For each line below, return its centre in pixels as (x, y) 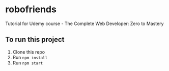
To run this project (35, 40)
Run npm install (30, 57)
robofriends (31, 9)
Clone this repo (29, 52)
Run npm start (28, 63)
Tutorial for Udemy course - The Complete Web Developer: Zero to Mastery (84, 23)
